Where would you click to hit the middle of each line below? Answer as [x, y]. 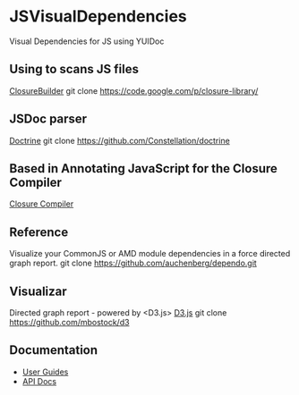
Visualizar [38, 291]
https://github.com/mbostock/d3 [69, 322]
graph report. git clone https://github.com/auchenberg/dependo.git [133, 263]
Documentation [54, 350]
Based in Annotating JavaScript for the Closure [143, 168]
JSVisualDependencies [98, 17]
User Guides [45, 372]
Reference [39, 232]
